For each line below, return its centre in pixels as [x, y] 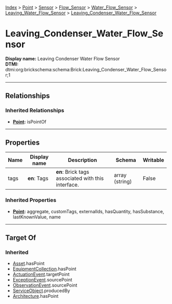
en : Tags [38, 178]
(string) [123, 181]
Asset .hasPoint [29, 264]
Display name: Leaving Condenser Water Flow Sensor [63, 58]
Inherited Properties [31, 200]
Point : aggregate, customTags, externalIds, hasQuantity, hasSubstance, [88, 211]
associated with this [80, 178]
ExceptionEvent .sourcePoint [42, 280]
